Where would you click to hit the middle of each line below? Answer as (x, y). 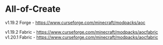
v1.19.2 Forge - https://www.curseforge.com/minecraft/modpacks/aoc (75, 22)
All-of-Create (33, 9)
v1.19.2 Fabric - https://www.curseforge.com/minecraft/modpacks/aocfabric (81, 32)
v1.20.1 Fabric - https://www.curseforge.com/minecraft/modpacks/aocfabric (82, 37)
